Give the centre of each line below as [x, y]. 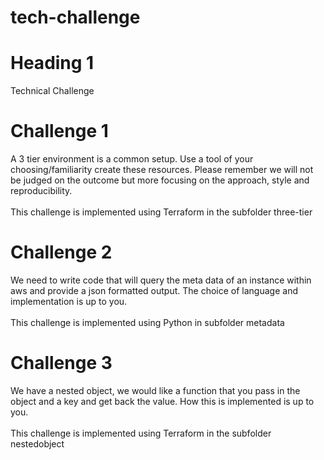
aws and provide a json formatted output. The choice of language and [154, 290]
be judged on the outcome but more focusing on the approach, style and [160, 180]
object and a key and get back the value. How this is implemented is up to [162, 401]
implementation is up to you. [69, 301]
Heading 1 [52, 63]
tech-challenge [75, 17]
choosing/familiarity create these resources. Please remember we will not [162, 170]
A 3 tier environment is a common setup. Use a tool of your [132, 159]
